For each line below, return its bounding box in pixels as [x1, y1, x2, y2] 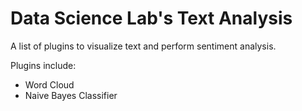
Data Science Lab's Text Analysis [10, 7, 293, 30]
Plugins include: [10, 59, 77, 71]
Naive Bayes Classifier [24, 89, 118, 101]
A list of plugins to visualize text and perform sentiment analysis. [10, 40, 277, 52]
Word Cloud [24, 78, 75, 91]
